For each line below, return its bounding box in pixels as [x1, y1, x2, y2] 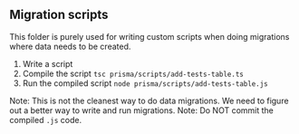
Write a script [22, 58, 73, 69]
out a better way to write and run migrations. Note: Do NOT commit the [9, 104, 274, 116]
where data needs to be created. [9, 41, 131, 52]
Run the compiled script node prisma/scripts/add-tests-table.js [22, 77, 269, 89]
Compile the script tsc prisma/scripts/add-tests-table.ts [22, 68, 245, 79]
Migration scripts [9, 7, 109, 23]
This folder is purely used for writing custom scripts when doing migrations [9, 31, 290, 42]
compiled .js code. [9, 114, 82, 125]
